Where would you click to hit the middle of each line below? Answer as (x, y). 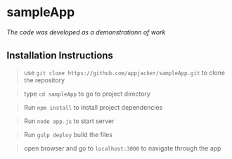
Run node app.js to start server (69, 121)
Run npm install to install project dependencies (93, 107)
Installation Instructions (60, 56)
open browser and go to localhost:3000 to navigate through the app (122, 148)
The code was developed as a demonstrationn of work (86, 32)
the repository (44, 80)
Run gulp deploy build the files (68, 134)
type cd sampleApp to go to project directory (87, 94)
